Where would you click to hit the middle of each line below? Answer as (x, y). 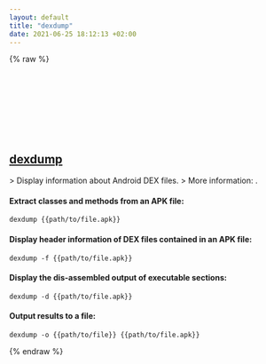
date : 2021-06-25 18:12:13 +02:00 (73, 34)
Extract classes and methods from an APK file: (97, 201)
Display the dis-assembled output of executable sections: (118, 278)
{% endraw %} (36, 351)
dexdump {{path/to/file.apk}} (65, 220)
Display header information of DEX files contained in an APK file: (131, 239)
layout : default (39, 17)
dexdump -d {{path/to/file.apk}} (71, 297)
